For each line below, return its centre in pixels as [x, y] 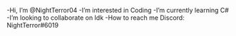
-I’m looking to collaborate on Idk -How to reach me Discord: [96, 18]
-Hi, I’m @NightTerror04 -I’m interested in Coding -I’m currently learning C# [118, 10]
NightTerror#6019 [32, 25]
